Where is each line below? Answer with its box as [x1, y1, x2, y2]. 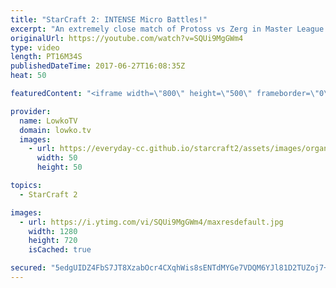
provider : [10, 106, 52, 116]
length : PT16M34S [10, 52, 83, 62]
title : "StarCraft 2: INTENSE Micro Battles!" [10, 14, 208, 25]
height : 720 [28, 236, 78, 246]
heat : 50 [10, 71, 47, 81]
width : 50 [36, 153, 78, 163]
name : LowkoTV [19, 116, 78, 126]
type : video [10, 42, 60, 53]
